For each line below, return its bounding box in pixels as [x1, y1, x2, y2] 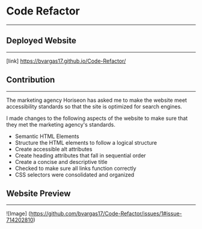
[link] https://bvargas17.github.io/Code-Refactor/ [6, 57, 126, 64]
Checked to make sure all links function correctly [14, 165, 136, 172]
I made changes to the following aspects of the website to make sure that [6, 114, 188, 122]
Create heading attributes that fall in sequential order [14, 152, 146, 159]
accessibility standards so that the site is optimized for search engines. [6, 102, 182, 110]
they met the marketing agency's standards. [6, 121, 116, 128]
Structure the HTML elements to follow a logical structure [14, 139, 158, 146]
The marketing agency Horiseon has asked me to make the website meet [6, 96, 188, 104]
